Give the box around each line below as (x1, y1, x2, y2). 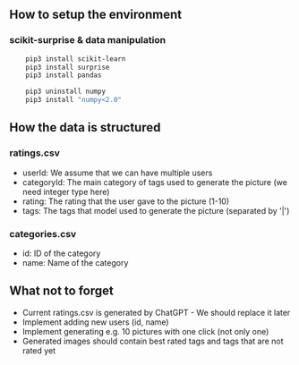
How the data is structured (9, 120, 161, 135)
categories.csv (9, 227, 77, 240)
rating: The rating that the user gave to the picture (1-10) (21, 196, 230, 207)
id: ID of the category (21, 248, 101, 259)
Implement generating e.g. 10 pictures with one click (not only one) (21, 326, 269, 336)
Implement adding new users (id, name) (21, 317, 169, 327)
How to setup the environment (9, 7, 182, 22)
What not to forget (9, 284, 114, 299)
